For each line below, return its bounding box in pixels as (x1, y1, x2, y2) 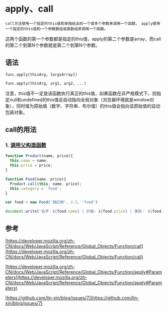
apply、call (5, 3, 54, 15)
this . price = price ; (10, 163, 53, 168)
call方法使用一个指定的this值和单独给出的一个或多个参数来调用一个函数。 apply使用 (5, 21, 160, 26)
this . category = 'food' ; (10, 186, 62, 191)
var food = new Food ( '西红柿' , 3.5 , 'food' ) (5, 200, 98, 205)
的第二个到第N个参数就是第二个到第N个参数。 (5, 42, 101, 48)
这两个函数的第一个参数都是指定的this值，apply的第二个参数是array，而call (5, 36, 161, 42)
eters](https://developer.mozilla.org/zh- (5, 274, 88, 280)
